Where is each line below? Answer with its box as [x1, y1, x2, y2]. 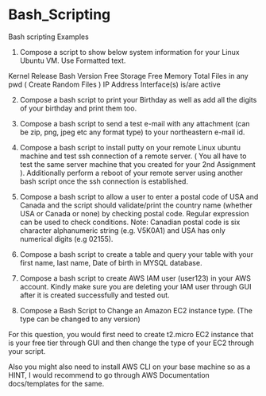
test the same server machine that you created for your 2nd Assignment [19, 159, 256, 169]
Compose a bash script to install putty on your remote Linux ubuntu [19, 142, 241, 152]
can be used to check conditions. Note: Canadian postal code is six [19, 217, 241, 227]
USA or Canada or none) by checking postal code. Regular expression [19, 208, 249, 218]
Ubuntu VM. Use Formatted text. [19, 56, 126, 65]
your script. [8, 346, 46, 355]
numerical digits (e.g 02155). [19, 234, 114, 243]
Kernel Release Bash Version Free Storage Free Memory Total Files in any [8, 71, 249, 80]
